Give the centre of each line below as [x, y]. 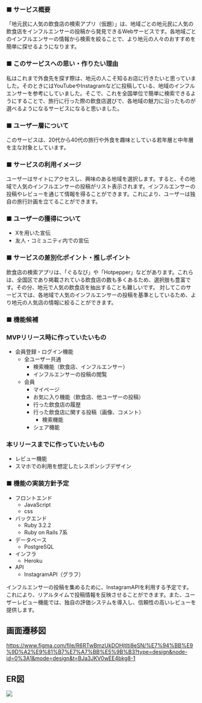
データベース [31, 540]
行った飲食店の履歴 [57, 404]
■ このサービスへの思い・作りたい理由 [62, 64]
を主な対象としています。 [38, 147]
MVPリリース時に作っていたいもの [56, 337]
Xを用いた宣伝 [33, 233]
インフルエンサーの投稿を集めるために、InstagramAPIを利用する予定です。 [99, 587]
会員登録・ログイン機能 [44, 351]
